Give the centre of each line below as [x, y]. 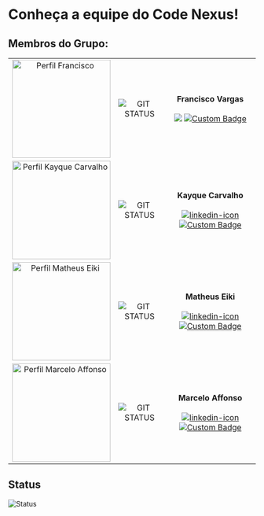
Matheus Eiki [211, 297]
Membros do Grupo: [58, 44]
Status [25, 485]
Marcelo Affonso [210, 398]
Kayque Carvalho [210, 195]
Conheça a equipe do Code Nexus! [123, 15]
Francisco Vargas [210, 99]
